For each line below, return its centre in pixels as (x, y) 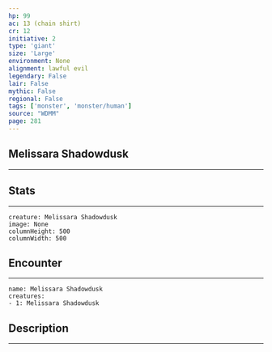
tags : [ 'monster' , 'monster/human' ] (70, 106)
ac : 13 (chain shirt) (45, 23)
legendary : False (38, 76)
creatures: (27, 296)
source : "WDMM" (34, 114)
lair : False (28, 83)
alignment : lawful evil (49, 69)
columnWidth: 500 (38, 238)
